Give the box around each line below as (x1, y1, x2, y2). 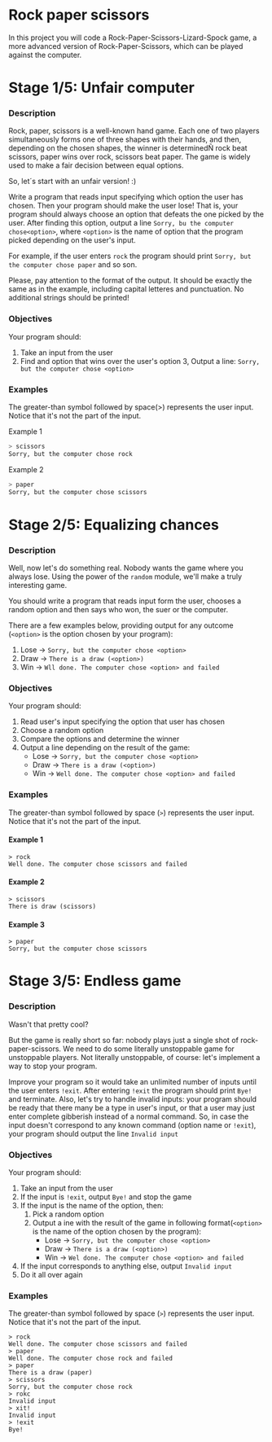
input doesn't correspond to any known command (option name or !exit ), (8, 1120, 257, 1129)
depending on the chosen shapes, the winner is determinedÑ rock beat (8, 143, 248, 153)
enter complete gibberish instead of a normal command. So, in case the (8, 1111, 249, 1121)
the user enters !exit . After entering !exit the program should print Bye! (8, 1085, 252, 1095)
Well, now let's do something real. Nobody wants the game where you (8, 563, 243, 572)
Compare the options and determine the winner (20, 734, 180, 744)
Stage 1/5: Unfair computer (8, 79, 195, 97)
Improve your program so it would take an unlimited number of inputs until (8, 1076, 257, 1086)
